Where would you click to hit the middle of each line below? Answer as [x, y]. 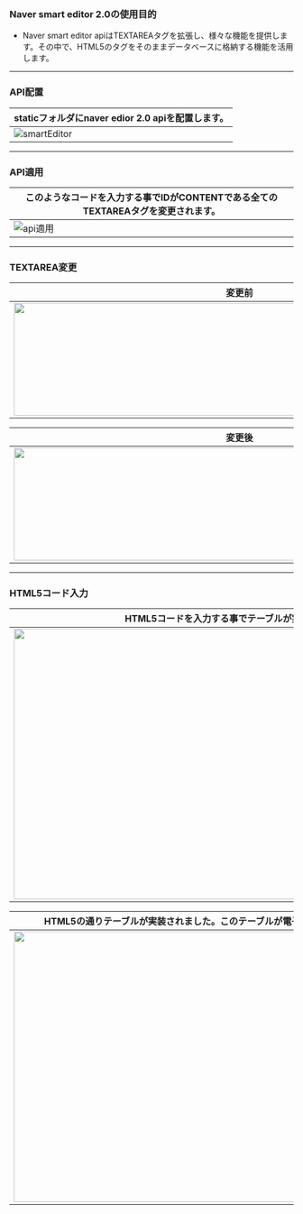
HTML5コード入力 [49, 593]
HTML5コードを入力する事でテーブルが [208, 619]
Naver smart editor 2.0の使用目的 [83, 14]
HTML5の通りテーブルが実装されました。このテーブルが [163, 922]
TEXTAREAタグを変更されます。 [151, 211]
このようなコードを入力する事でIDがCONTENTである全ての [151, 198]
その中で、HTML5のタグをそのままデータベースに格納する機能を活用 [165, 47]
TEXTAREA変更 [43, 267]
